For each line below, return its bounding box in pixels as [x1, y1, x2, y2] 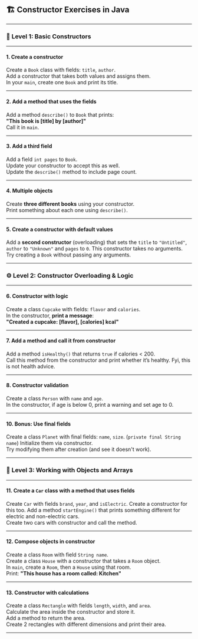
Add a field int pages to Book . [6, 156, 78, 163]
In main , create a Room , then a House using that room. [6, 564, 131, 571]
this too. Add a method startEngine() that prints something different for [6, 506, 181, 513]
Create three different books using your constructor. [6, 200, 134, 207]
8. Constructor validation [6, 382, 69, 389]
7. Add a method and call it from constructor [6, 337, 116, 344]
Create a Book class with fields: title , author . [6, 67, 116, 74]
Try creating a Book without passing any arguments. [6, 251, 131, 258]
